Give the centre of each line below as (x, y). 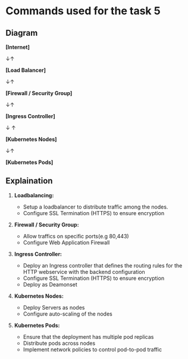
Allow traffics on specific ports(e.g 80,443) (76, 236)
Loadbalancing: (34, 195)
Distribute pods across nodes (59, 343)
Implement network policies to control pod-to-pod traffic (92, 349)
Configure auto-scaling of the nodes (68, 314)
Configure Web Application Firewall (66, 243)
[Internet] (18, 47)
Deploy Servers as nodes (54, 307)
